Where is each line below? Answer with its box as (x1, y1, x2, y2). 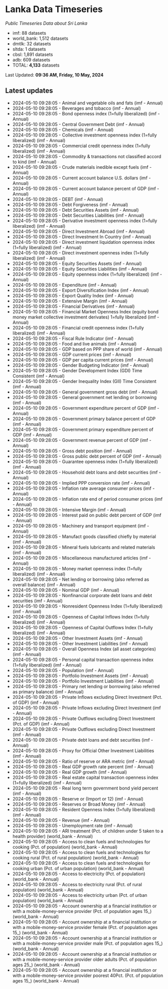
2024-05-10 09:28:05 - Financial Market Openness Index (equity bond (12, 308, 159, 314)
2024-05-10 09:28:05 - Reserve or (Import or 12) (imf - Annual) (12, 796, 144, 802)
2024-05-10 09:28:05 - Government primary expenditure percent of (12, 426, 154, 432)
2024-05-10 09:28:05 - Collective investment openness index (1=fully (12, 132, 157, 138)
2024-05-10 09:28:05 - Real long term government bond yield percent (12, 785, 158, 791)
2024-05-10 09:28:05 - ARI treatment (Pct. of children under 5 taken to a (12, 828, 163, 834)
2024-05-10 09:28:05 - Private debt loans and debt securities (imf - (12, 737, 153, 743)
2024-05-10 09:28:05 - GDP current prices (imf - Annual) (12, 351, 132, 357)
